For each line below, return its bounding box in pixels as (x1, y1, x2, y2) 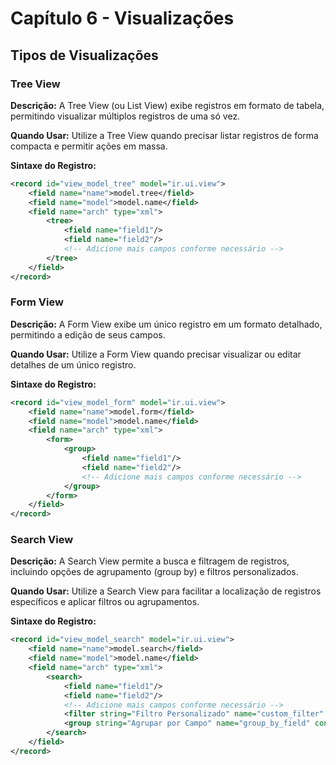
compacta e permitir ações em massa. (10, 140, 168, 152)
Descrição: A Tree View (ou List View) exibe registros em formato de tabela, (10, 99, 325, 111)
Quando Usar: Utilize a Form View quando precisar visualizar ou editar (10, 348, 302, 360)
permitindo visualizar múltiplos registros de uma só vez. (10, 110, 241, 122)
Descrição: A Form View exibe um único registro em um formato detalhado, (10, 318, 323, 330)
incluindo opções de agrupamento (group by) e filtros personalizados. (10, 566, 299, 578)
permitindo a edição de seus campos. (10, 328, 166, 341)
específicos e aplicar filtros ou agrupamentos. (10, 596, 200, 608)
